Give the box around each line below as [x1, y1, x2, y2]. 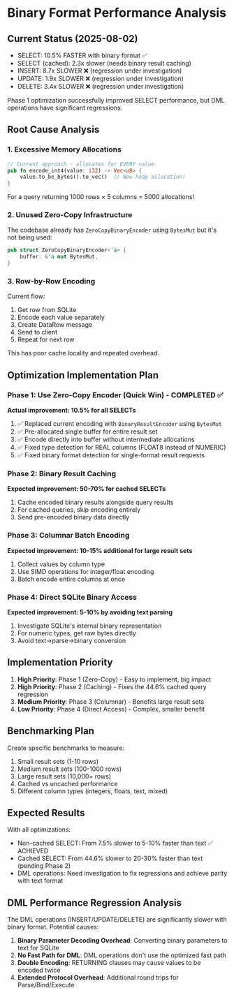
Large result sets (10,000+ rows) [17, 772, 112, 780]
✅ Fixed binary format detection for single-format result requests [17, 451, 205, 459]
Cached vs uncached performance [17, 779, 118, 788]
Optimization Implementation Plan [7, 369, 159, 381]
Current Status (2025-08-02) [7, 33, 138, 45]
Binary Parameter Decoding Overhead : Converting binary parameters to [17, 936, 228, 945]
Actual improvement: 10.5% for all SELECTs [7, 406, 136, 415]
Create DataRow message [17, 320, 93, 329]
